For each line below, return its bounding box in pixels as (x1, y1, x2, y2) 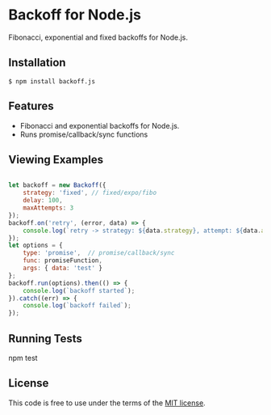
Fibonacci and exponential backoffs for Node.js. (19, 121, 180, 130)
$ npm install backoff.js (8, 77, 95, 86)
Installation (8, 56, 66, 70)
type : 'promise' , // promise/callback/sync (23, 249, 175, 257)
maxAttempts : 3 (23, 204, 74, 212)
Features (8, 100, 54, 113)
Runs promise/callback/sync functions (19, 129, 148, 139)
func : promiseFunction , (23, 256, 103, 265)
